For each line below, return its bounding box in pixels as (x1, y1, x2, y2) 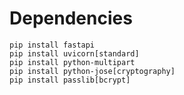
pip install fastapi (9, 40, 96, 50)
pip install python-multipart (9, 57, 136, 67)
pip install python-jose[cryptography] (9, 66, 176, 76)
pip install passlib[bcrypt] (9, 75, 131, 85)
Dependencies (9, 7, 133, 30)
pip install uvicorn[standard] (9, 48, 140, 59)
